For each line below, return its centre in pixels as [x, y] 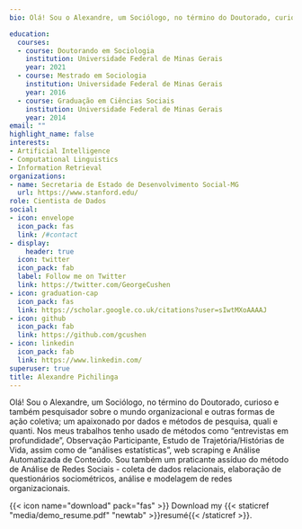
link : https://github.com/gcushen [82, 335]
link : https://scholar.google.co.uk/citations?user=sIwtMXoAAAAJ [142, 310]
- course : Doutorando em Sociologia [86, 50]
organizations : [38, 176]
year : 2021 [46, 67]
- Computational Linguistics [64, 159]
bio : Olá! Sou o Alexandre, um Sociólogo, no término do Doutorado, [140, 18]
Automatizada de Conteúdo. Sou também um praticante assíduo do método [149, 460]
